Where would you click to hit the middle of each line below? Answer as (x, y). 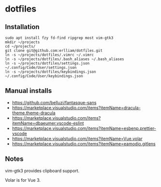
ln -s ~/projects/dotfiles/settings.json (47, 63)
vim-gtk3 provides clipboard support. (42, 171)
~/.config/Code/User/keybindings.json (44, 76)
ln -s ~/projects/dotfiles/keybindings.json (51, 72)
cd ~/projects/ (20, 47)
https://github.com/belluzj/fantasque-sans (54, 102)
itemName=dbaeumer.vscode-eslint (48, 123)
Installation (22, 27)
